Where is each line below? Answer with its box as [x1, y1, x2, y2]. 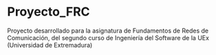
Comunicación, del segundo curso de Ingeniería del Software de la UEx [7, 33, 210, 41]
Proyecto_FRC [7, 4, 90, 20]
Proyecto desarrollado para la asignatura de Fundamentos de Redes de [7, 26, 208, 35]
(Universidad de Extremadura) [7, 41, 93, 49]
